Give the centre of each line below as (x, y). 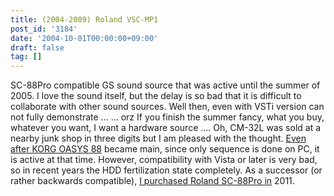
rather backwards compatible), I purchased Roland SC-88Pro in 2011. (152, 181)
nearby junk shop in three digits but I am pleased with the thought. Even (158, 138)
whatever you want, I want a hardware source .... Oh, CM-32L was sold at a (166, 128)
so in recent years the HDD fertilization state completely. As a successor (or (166, 170)
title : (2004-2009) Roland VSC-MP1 (84, 19)
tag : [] (26, 57)
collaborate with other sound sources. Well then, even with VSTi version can (167, 107)
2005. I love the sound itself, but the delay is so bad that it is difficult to (156, 96)
